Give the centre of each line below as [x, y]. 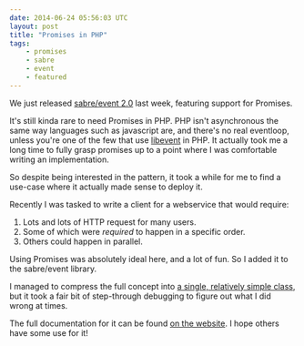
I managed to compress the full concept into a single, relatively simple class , [152, 286]
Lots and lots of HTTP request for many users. [109, 222]
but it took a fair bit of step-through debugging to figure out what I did [140, 296]
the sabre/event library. [53, 269]
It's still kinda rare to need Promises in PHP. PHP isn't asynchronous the [144, 120]
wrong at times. [39, 305]
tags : [20, 43]
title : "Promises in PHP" [58, 35]
